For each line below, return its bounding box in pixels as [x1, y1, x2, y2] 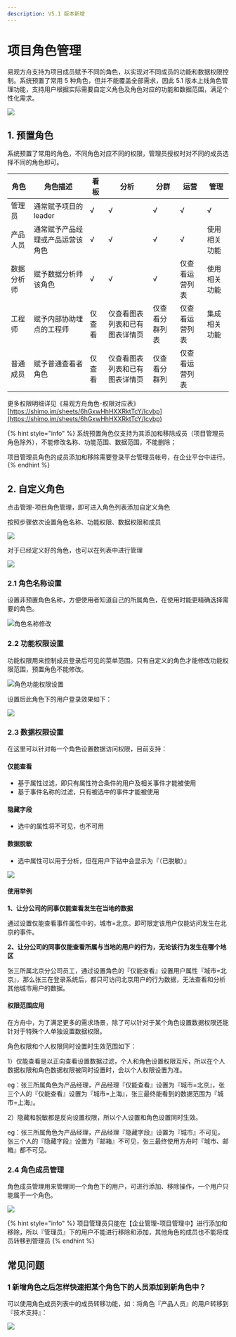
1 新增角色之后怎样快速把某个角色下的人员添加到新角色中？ [7, 1282, 206, 1292]
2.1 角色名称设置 [7, 579, 62, 588]
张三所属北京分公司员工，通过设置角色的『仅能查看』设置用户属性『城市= [7, 966, 221, 974]
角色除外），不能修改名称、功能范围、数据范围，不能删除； [7, 438, 177, 446]
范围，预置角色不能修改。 [13, 665, 88, 673]
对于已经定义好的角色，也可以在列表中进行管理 [7, 546, 143, 555]
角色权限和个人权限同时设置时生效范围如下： [7, 1042, 137, 1051]
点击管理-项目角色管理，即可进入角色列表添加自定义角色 [7, 503, 171, 512]
